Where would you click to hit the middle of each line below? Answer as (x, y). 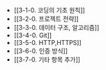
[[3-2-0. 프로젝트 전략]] (46, 19)
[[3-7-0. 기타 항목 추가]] (47, 60)
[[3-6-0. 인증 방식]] (41, 51)
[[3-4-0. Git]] (33, 35)
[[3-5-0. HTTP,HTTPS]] (47, 43)
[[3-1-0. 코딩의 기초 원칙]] (49, 10)
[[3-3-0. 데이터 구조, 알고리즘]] (56, 27)
